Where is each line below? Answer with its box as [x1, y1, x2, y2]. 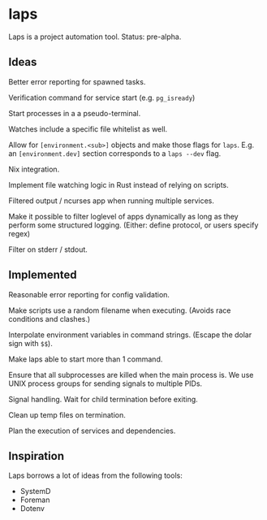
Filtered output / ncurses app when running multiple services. [8, 196, 215, 206]
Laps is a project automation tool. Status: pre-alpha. [8, 32, 182, 41]
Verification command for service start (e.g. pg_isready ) [8, 93, 196, 102]
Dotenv [19, 504, 45, 513]
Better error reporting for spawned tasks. [8, 76, 146, 86]
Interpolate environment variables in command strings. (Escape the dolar [8, 330, 252, 340]
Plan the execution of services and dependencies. [8, 426, 176, 435]
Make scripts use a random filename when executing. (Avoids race [8, 305, 231, 315]
